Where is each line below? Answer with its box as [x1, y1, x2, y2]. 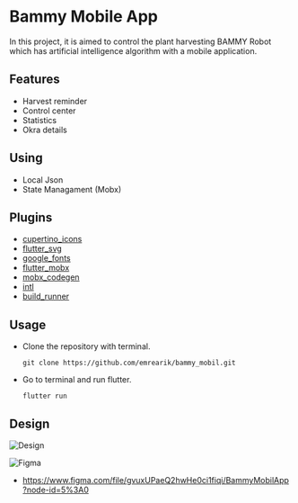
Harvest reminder [22, 95, 88, 106]
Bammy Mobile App [9, 6, 159, 27]
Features [9, 72, 60, 87]
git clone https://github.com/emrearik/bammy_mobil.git [22, 358, 236, 368]
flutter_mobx [22, 263, 70, 274]
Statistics [22, 114, 57, 125]
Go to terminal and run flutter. [22, 374, 132, 385]
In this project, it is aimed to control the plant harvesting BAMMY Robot [9, 36, 272, 47]
